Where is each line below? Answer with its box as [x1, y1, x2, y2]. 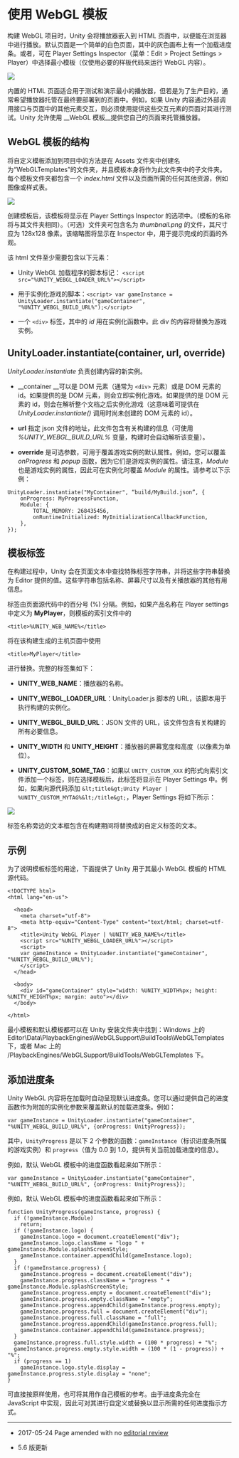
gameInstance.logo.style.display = [20, 1364, 126, 1371]
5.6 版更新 [17, 1443, 48, 1452]
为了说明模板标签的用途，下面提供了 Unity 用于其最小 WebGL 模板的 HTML [7, 865, 227, 873]
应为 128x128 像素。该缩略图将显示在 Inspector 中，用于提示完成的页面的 [7, 229, 222, 238]
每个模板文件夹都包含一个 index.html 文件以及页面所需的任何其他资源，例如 [7, 174, 229, 182]
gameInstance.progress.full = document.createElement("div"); [20, 1308, 208, 1315]
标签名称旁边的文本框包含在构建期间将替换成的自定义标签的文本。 [7, 821, 201, 830]
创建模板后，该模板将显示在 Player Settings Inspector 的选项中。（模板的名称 [7, 211, 231, 220]
